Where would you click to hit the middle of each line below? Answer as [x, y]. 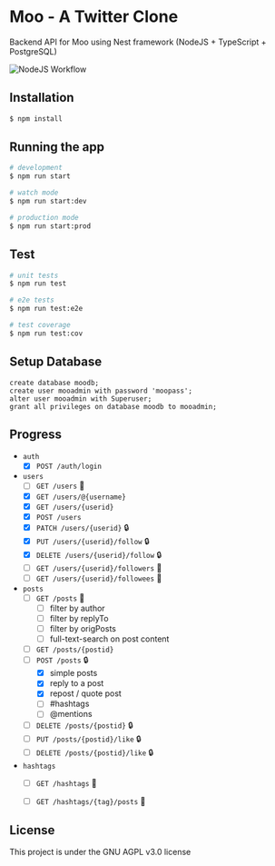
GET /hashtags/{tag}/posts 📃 [91, 801]
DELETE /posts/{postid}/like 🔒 [95, 752]
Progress [35, 434]
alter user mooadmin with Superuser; [81, 398]
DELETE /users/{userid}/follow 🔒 [98, 554]
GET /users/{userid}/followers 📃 [99, 567]
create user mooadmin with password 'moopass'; [101, 391]
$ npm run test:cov [46, 333]
